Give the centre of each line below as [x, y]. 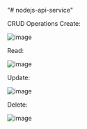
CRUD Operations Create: [44, 23]
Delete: [17, 105]
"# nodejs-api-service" [40, 10]
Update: [19, 77]
